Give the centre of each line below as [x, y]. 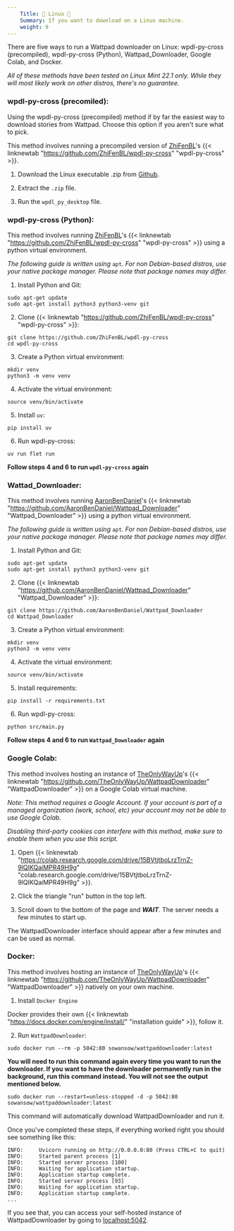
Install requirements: [47, 688]
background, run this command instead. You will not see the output [107, 1076]
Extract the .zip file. [47, 188]
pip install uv [30, 427]
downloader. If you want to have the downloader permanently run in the [115, 1069]
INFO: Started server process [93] [66, 1181]
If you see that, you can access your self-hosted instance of [94, 1212]
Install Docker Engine [48, 1000]
